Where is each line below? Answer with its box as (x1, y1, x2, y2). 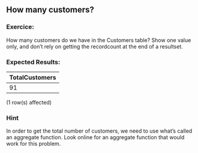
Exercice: (6, 23, 35, 31)
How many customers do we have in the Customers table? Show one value (6, 36, 191, 44)
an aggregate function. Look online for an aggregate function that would (6, 134, 185, 141)
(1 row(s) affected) (6, 98, 52, 106)
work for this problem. (6, 140, 61, 148)
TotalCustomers (9, 73, 56, 82)
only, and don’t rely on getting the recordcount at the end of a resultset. (6, 43, 183, 50)
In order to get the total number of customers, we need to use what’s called (6, 127, 193, 134)
